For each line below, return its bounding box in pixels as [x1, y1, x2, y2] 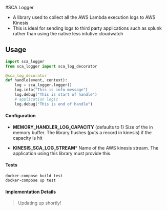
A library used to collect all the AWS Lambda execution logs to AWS [12, 14, 156, 20]
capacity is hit [12, 135, 43, 141]
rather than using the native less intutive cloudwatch [12, 31, 123, 36]
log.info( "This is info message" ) [14, 87, 88, 93]
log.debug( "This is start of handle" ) [14, 92, 97, 97]
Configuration [5, 113, 36, 119]
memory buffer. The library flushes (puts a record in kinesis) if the [12, 129, 152, 135]
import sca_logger [5, 59, 45, 64]
